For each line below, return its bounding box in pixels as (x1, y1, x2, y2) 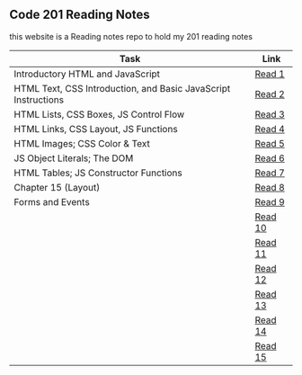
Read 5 (254, 137, 285, 149)
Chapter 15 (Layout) (13, 181, 101, 193)
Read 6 (254, 152, 285, 165)
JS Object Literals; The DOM (13, 152, 134, 165)
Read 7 (254, 166, 285, 179)
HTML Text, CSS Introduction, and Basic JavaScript (13, 82, 231, 94)
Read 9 (254, 195, 285, 208)
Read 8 (254, 181, 285, 193)
